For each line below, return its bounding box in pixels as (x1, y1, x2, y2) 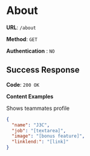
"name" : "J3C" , (11, 122, 50, 128)
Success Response (6, 65, 80, 75)
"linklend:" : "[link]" (11, 139, 69, 145)
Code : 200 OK (6, 81, 40, 88)
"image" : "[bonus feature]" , (11, 133, 85, 140)
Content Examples (6, 92, 54, 100)
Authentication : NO (6, 47, 55, 55)
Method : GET (6, 35, 38, 42)
